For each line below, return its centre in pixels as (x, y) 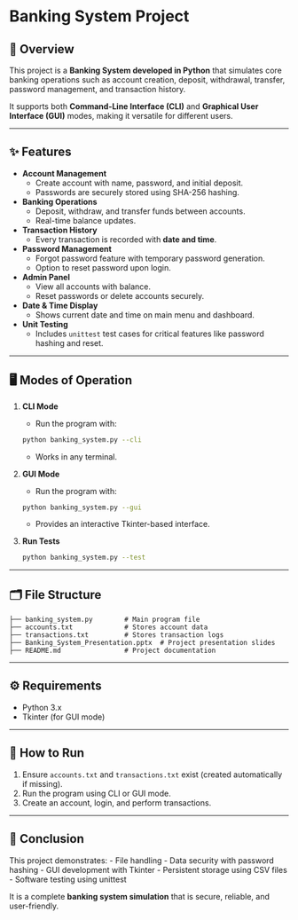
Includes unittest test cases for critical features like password (149, 334)
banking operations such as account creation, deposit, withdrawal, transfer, (147, 80)
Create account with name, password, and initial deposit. (139, 183)
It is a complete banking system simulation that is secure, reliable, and (140, 896)
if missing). (43, 783)
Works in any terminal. (76, 456)
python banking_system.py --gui (82, 507)
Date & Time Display (60, 305)
